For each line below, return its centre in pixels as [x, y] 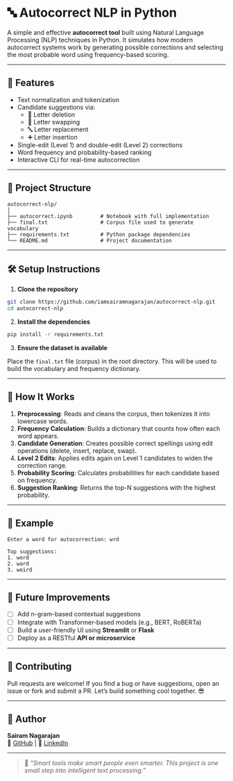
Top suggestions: [32, 551]
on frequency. [37, 480]
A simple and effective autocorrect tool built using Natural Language [106, 32]
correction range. [42, 465]
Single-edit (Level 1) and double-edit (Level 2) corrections [100, 145]
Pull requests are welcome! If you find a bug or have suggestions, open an [113, 683]
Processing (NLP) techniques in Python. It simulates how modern [100, 40]
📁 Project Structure [49, 188]
